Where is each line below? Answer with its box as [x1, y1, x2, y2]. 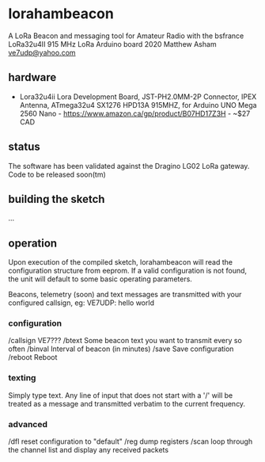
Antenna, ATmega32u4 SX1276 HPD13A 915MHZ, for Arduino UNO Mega [19, 100, 257, 109]
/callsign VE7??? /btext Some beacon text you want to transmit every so [8, 336, 243, 346]
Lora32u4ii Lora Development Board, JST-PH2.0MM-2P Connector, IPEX [19, 92, 257, 101]
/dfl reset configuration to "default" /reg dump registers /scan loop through [8, 437, 253, 446]
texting [8, 372, 36, 384]
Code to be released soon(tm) [8, 170, 107, 179]
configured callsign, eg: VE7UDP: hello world [8, 298, 154, 307]
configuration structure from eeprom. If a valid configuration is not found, [8, 266, 248, 276]
